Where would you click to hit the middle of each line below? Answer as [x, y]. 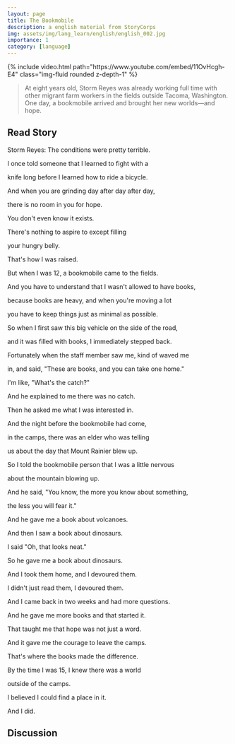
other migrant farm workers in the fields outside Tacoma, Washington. [126, 95]
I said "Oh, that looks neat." [47, 547]
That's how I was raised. [43, 259]
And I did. [21, 711]
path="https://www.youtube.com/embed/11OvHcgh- [149, 67]
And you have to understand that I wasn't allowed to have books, [102, 286]
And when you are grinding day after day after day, [81, 191]
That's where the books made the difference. [73, 656]
